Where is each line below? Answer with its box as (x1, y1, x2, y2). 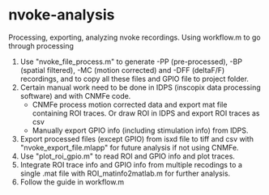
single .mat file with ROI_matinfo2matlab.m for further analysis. (19, 168, 231, 178)
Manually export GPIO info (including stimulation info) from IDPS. (32, 125, 249, 135)
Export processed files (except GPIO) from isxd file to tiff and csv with (19, 134, 254, 143)
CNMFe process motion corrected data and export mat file (32, 100, 228, 109)
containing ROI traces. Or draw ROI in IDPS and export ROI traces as (32, 108, 260, 118)
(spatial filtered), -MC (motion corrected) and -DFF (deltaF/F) (19, 65, 225, 74)
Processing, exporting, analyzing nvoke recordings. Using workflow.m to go (8, 32, 261, 42)
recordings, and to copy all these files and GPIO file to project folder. (19, 74, 250, 83)
